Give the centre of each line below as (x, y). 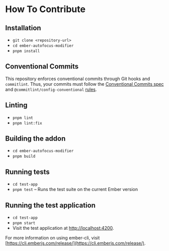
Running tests (28, 172)
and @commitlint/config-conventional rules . (51, 89)
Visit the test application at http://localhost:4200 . (63, 228)
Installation (23, 28)
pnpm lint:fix (27, 123)
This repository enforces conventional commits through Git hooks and (78, 79)
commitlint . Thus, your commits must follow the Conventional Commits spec (84, 84)
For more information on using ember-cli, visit (53, 238)
